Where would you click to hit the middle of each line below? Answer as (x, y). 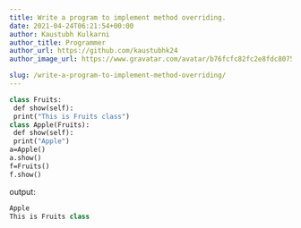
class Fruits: (36, 99)
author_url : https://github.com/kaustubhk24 (94, 51)
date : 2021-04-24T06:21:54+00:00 (72, 26)
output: (22, 191)
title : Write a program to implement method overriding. (118, 17)
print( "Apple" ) (41, 141)
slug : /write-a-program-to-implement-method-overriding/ (118, 76)
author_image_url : (43, 59)
